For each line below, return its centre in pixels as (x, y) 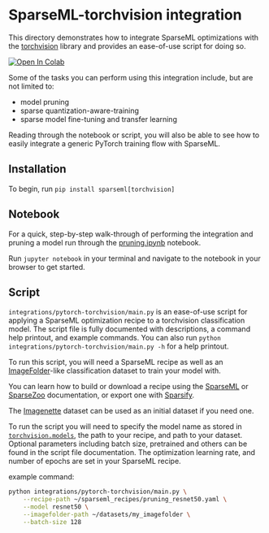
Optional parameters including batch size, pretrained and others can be (128, 444)
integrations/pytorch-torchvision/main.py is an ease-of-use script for (128, 312)
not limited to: (31, 86)
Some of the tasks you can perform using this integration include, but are (131, 77)
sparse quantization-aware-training (80, 110)
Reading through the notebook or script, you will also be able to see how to (134, 135)
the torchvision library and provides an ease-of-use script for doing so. (127, 45)
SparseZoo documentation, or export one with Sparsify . (102, 395)
